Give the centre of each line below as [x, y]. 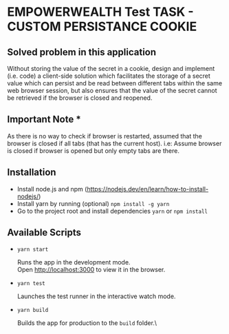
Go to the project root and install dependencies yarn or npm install [112, 211]
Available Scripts [44, 232]
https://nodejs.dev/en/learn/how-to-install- [148, 189]
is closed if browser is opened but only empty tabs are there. [94, 150]
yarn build [33, 311]
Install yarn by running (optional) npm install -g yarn [93, 203]
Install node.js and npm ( [52, 189]
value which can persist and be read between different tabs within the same [115, 83]
